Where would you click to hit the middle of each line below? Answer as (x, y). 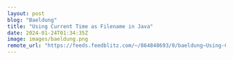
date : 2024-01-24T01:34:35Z (48, 33)
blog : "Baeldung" (32, 20)
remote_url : (24, 46)
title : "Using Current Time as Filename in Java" (80, 26)
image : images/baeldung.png (48, 39)
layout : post (26, 13)
